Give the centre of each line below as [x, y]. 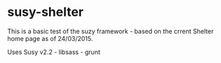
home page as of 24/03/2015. [50, 38]
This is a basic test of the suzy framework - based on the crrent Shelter [110, 31]
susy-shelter [46, 12]
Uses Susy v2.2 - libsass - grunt [54, 52]
